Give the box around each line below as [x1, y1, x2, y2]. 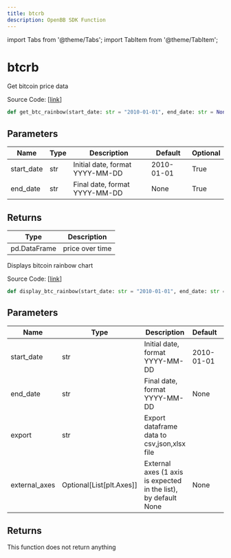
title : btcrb [7, 10, 45, 17]
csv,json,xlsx [144, 438, 186, 448]
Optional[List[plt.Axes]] [61, 480, 137, 489]
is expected [144, 475, 182, 485]
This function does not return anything [7, 543, 116, 551]
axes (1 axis [144, 467, 184, 477]
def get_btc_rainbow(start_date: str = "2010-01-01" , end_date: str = [7, 109, 214, 116]
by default [144, 493, 177, 502]
